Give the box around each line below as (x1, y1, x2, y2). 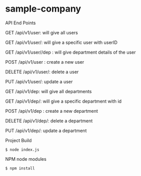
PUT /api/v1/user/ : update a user (5, 78, 73, 84)
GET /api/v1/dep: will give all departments (5, 88, 92, 94)
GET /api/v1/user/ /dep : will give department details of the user (5, 49, 136, 55)
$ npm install (5, 165, 35, 171)
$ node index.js (5, 147, 39, 152)
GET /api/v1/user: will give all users (5, 29, 78, 35)
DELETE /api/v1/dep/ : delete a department (5, 117, 93, 124)
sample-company (5, 3, 81, 15)
